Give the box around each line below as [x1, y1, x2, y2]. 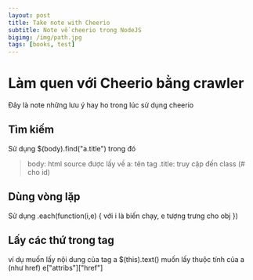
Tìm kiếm [8, 123, 55, 136]
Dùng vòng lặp [8, 190, 81, 204]
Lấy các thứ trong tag [8, 234, 115, 247]
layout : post [8, 11, 51, 20]
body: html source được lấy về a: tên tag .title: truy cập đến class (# [27, 158, 245, 169]
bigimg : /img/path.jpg [8, 33, 82, 42]
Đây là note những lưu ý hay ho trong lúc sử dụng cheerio [8, 100, 194, 110]
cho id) [27, 167, 51, 176]
